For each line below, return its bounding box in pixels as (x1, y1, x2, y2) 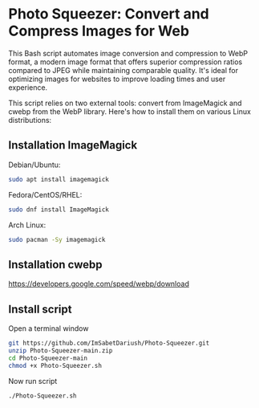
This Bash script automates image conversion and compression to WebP (8, 48, 249, 58)
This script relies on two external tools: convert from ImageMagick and (8, 98, 242, 108)
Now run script (8, 376, 58, 386)
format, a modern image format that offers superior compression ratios (8, 57, 243, 67)
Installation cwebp (8, 258, 103, 271)
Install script (8, 302, 72, 316)
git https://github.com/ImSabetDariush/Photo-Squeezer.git (8, 339, 210, 347)
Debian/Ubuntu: (8, 160, 61, 169)
